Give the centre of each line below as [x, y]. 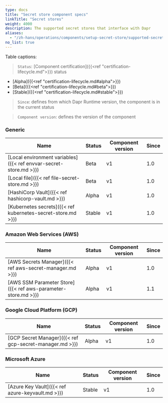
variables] [66, 157]
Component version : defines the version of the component [76, 117]
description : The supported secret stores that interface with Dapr [78, 29]
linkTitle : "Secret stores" [34, 19]
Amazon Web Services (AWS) [42, 234]
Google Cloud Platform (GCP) [41, 310]
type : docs [16, 10]
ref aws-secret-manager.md [42, 268]
